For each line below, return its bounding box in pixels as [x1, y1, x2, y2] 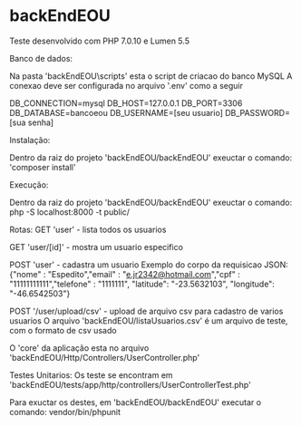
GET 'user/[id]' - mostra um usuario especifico [9, 241, 184, 252]
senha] [27, 117, 54, 128]
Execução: [9, 179, 49, 190]
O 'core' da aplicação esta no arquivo [9, 342, 150, 353]
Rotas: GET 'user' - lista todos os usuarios [9, 224, 167, 235]
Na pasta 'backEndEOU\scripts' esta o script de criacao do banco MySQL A [9, 70, 293, 82]
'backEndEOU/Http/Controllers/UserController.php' [9, 352, 200, 363]
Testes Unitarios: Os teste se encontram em [9, 369, 174, 381]
